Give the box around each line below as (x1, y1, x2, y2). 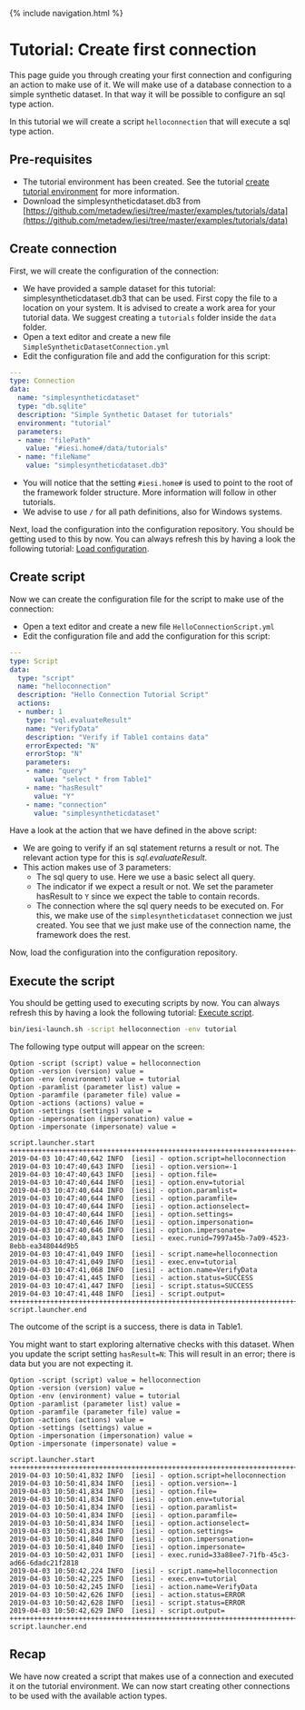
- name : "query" (25, 767, 88, 776)
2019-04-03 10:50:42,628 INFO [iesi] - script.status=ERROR (9, 1598, 246, 1607)
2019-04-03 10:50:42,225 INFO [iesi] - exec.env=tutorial (9, 1575, 238, 1584)
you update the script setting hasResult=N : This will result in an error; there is (9, 1348, 296, 1359)
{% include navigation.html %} (9, 8, 124, 18)
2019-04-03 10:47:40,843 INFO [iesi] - (9, 1234, 165, 1243)
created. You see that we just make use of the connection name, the (35, 920, 291, 930)
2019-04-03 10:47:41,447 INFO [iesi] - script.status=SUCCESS (9, 1281, 254, 1291)
